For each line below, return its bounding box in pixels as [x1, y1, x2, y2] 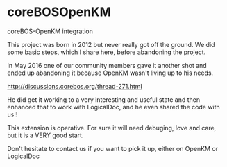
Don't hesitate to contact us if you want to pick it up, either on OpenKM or [7, 144, 219, 152]
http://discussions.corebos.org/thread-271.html [7, 82, 142, 90]
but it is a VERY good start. [7, 131, 84, 139]
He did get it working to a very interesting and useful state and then [7, 95, 200, 104]
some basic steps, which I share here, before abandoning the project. [7, 48, 206, 56]
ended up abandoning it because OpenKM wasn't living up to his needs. [7, 69, 214, 77]
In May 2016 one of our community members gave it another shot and [7, 61, 207, 69]
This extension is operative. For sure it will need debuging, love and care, [7, 123, 217, 132]
